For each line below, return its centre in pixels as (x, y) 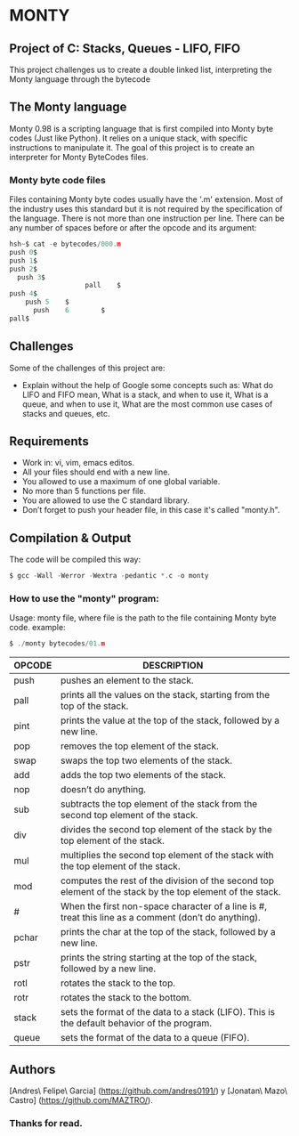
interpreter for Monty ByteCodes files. (79, 157)
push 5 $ (47, 302)
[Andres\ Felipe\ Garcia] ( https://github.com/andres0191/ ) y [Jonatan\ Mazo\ (148, 1091)
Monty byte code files (58, 180)
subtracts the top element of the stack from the (159, 804)
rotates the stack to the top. (118, 983)
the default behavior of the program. (136, 1023)
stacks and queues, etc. (66, 413)
